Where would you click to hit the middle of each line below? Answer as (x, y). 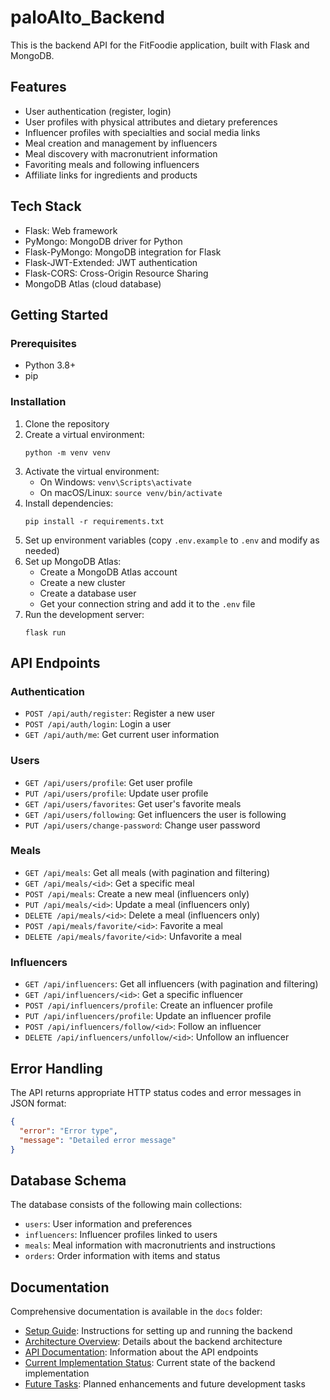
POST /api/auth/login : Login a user (98, 724)
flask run (45, 632)
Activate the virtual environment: (92, 471)
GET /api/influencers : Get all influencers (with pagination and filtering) (171, 984)
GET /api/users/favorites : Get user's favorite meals (133, 803)
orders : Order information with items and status (122, 1256)
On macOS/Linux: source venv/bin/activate (131, 492)
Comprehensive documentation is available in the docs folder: (136, 1312)
